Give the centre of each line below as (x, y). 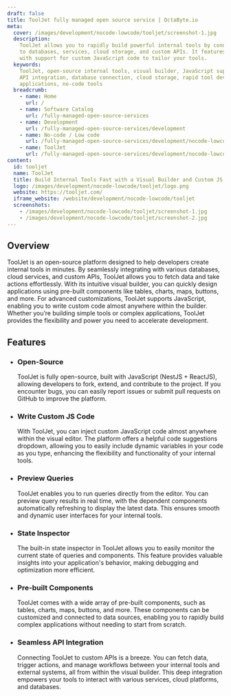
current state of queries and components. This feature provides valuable (120, 555)
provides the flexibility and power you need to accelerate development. (108, 321)
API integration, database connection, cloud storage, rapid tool (117, 77)
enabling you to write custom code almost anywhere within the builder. (107, 306)
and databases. (39, 686)
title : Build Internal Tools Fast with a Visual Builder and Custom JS (118, 179)
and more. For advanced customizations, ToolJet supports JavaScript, (107, 299)
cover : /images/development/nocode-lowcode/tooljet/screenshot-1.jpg (115, 33)
